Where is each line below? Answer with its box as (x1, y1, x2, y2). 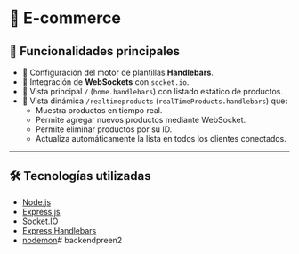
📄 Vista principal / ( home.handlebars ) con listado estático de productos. (21, 86, 283, 96)
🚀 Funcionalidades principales (9, 44, 181, 59)
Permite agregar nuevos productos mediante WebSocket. (35, 115, 246, 125)
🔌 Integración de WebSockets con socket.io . (21, 77, 190, 87)
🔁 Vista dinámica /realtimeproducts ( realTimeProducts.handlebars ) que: (21, 95, 287, 106)
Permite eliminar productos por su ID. (35, 124, 173, 135)
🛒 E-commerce (9, 8, 122, 29)
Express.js (21, 206, 61, 217)
